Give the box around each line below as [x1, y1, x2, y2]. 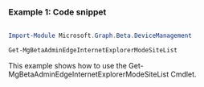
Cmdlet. [170, 69, 197, 79]
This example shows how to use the [8, 61, 127, 71]
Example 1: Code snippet [8, 6, 107, 18]
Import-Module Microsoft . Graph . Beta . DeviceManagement [8, 31, 193, 40]
